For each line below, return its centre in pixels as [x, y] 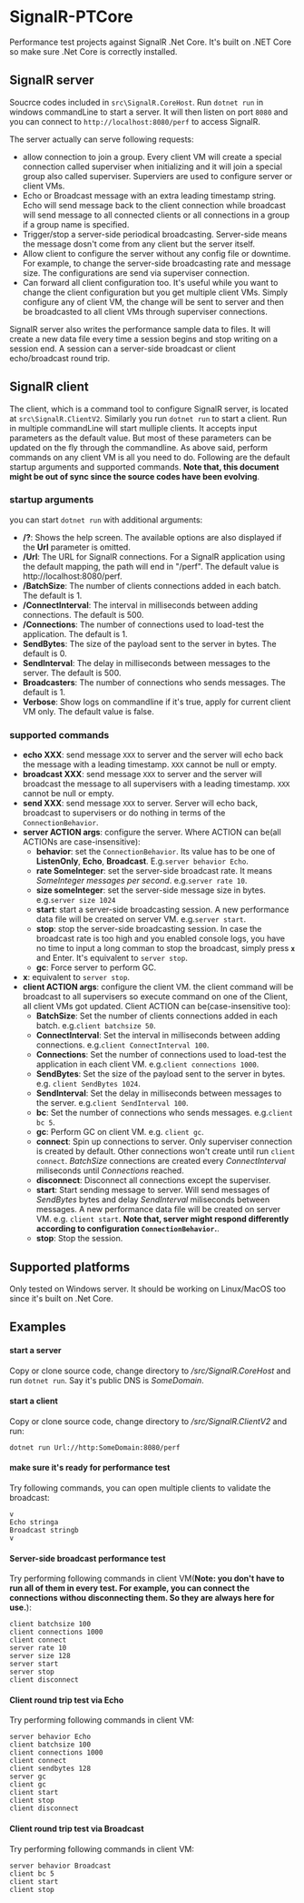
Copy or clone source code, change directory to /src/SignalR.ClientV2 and [148, 1421]
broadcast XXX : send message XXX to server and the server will [142, 774]
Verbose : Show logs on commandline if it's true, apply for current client [157, 702]
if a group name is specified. [76, 224]
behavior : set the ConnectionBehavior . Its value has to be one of [156, 852]
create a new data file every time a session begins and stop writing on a [144, 339]
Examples [38, 1327]
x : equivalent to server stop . [76, 977]
